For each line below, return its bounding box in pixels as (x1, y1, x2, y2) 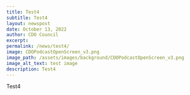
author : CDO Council (6, 32, 59, 38)
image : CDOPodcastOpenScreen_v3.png (6, 49, 100, 55)
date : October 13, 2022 (6, 26, 67, 32)
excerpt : (6, 37, 29, 44)
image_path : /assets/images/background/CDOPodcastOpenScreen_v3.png (6, 55, 185, 61)
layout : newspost (6, 20, 51, 26)
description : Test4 (6, 66, 56, 72)
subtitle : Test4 (6, 15, 48, 21)
